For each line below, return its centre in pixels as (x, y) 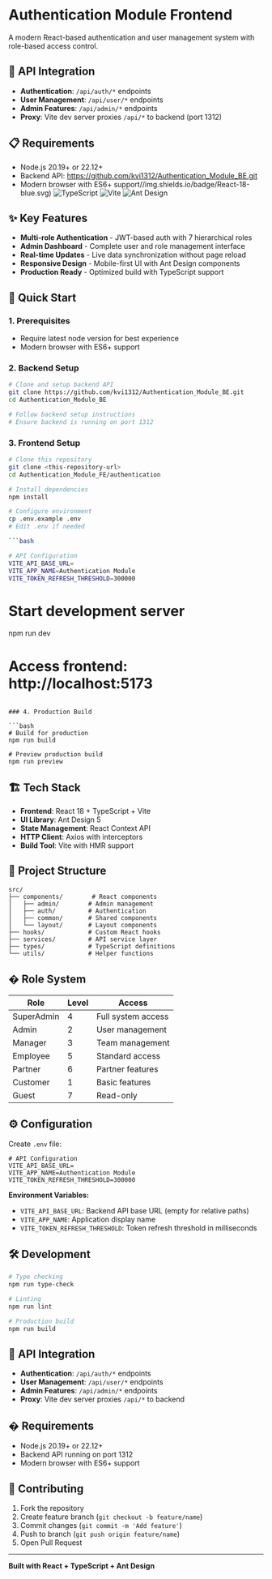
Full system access (132, 1016)
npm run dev (30, 633)
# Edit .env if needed (47, 527)
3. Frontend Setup (45, 443)
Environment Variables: (49, 1195)
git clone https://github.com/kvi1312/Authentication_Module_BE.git (126, 392)
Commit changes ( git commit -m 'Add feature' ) (101, 1526)
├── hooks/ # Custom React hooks (85, 932)
